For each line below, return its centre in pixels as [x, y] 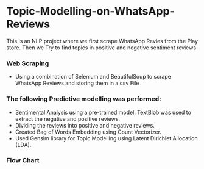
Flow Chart [23, 160]
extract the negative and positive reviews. [68, 119]
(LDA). [23, 145]
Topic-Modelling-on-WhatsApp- [90, 11]
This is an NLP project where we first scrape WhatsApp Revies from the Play [102, 41]
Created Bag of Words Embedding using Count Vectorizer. [88, 132]
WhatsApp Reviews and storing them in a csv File [77, 83]
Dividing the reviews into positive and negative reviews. [85, 125]
